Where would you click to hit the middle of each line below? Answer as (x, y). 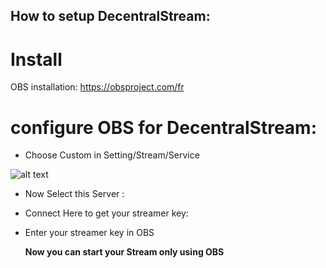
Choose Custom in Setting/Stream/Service (112, 155)
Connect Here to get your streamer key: (106, 213)
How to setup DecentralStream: (110, 16)
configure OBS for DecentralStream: (164, 127)
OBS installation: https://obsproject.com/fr (97, 87)
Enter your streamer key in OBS (89, 233)
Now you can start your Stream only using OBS (124, 252)
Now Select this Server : (74, 194)
